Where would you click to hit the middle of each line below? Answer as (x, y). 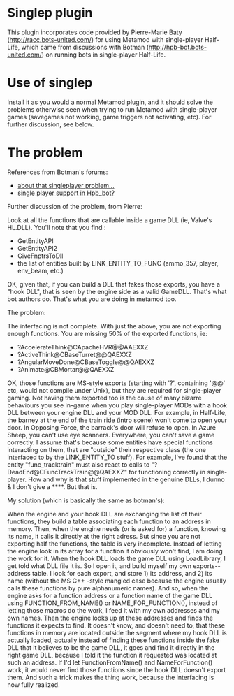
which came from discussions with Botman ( (85, 47)
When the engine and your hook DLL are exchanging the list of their (105, 514)
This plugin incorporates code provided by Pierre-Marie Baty (95, 32)
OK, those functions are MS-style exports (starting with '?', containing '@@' (116, 383)
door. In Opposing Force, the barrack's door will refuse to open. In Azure (112, 427)
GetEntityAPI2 (37, 248)
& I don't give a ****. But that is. (52, 486)
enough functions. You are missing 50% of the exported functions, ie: (107, 333)
